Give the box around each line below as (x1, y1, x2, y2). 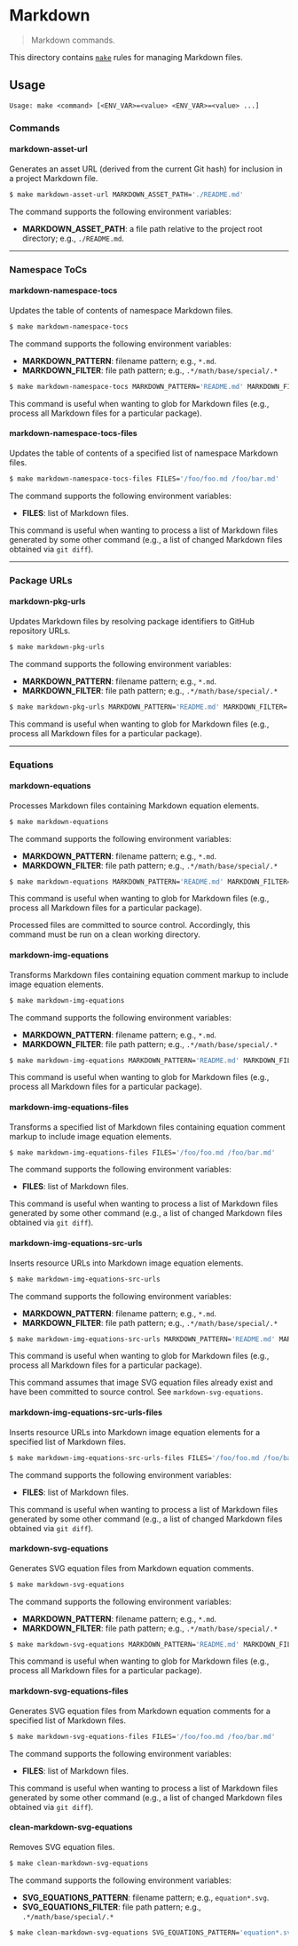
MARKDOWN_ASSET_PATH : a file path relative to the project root (21, 223, 263, 234)
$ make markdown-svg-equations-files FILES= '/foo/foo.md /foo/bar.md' (9, 1732, 276, 1741)
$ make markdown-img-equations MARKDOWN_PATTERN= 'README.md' (9, 1056, 240, 1065)
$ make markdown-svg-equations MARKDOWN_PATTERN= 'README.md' (9, 1640, 240, 1648)
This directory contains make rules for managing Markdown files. (9, 52, 244, 62)
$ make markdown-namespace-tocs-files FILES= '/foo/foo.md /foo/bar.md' (9, 474, 279, 483)
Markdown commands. (30, 35, 115, 45)
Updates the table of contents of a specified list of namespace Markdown (9, 448, 278, 458)
